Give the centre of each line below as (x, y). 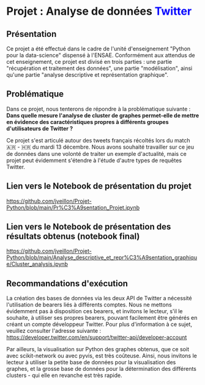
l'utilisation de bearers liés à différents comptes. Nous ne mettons (89, 305)
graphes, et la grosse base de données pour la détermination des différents (102, 369)
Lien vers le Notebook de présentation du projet (99, 186)
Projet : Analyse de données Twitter (99, 11)
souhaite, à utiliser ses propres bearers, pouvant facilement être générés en (102, 318)
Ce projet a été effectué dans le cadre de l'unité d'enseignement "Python (99, 49)
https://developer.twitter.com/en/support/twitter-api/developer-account (97, 337)
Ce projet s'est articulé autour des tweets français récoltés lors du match (98, 140)
